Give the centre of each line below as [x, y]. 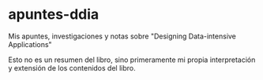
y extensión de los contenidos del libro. [72, 67]
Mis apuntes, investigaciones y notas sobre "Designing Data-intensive [122, 36]
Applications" [30, 44]
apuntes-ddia [54, 15]
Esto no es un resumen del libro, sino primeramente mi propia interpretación [132, 60]
